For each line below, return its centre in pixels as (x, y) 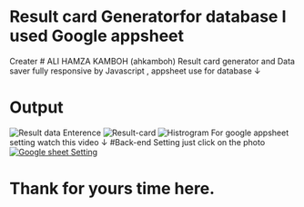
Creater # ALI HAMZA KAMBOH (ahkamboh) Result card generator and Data (152, 61)
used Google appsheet (97, 36)
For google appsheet (250, 133)
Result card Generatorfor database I (148, 17)
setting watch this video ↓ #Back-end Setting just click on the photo (137, 142)
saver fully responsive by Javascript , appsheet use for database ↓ (135, 71)
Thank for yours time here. (112, 189)
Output (36, 108)
